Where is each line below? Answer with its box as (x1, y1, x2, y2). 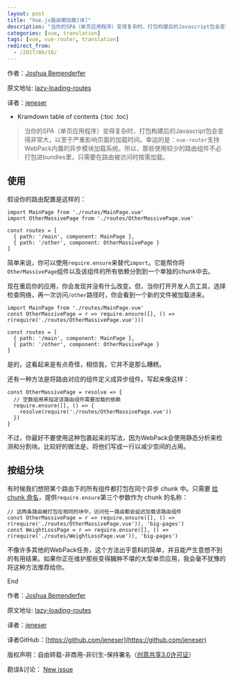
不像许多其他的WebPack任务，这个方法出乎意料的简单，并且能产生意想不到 (7, 545, 223, 553)
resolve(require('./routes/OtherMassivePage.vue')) (19, 408, 172, 415)
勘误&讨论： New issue (7, 665, 74, 673)
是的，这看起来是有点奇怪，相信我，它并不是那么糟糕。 (7, 359, 165, 369)
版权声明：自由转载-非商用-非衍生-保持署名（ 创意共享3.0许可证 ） (7, 650, 196, 658)
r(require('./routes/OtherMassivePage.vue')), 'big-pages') (7, 520, 185, 527)
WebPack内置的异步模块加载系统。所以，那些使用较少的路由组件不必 (24, 144, 222, 152)
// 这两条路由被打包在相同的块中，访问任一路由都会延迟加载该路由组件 (7, 508, 182, 515)
